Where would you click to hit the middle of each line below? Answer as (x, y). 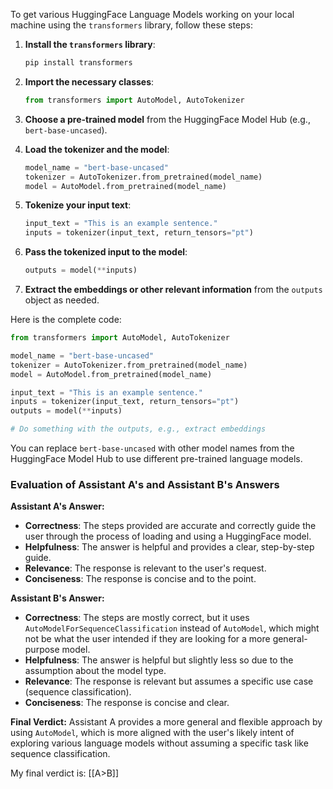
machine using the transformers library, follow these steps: (132, 25)
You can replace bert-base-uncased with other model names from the (152, 448)
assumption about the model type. (95, 671)
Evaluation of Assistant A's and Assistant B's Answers (145, 484)
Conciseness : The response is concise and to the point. (140, 579)
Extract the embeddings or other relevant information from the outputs (173, 289)
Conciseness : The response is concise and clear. (127, 703)
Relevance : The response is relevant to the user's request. (145, 568)
